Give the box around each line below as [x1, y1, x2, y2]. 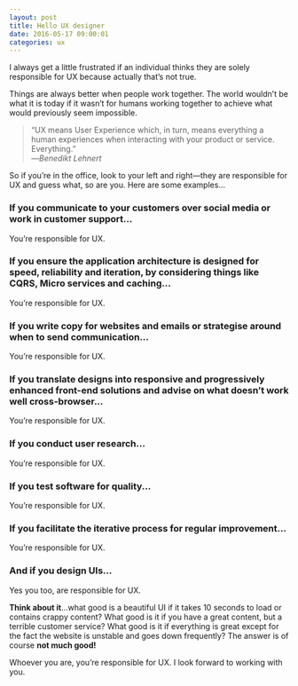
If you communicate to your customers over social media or [9, 201, 271, 214]
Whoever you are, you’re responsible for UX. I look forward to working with [9, 657, 283, 667]
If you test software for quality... [9, 480, 152, 493]
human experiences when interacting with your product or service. [30, 134, 275, 145]
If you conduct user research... [9, 438, 146, 450]
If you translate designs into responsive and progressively [9, 374, 265, 386]
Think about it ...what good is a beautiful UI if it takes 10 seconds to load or [9, 602, 282, 612]
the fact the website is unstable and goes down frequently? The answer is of [9, 630, 289, 641]
